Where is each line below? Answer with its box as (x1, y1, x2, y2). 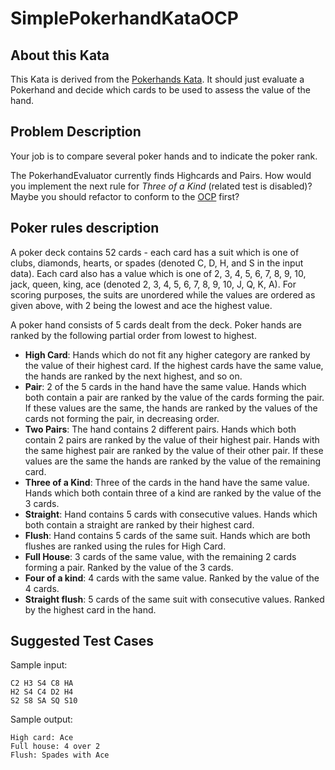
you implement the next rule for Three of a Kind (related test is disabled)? (10, 180, 313, 192)
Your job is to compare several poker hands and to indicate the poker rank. (10, 150, 318, 162)
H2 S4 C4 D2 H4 (10, 687, 74, 697)
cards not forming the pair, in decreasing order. (24, 412, 220, 424)
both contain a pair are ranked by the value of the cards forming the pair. (24, 391, 325, 403)
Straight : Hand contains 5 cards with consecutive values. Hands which (24, 508, 318, 520)
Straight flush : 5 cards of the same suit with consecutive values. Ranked (24, 593, 325, 605)
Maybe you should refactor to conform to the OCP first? (10, 190, 240, 202)
